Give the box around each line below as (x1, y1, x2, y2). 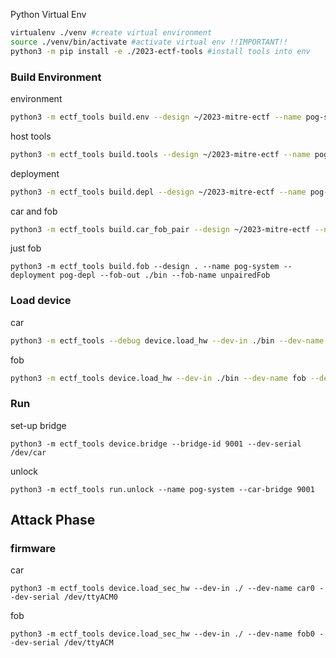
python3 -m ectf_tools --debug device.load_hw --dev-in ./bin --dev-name (10, 335, 325, 346)
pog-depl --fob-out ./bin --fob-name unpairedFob (59, 270, 271, 281)
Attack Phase (10, 512, 96, 529)
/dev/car (10, 447, 47, 458)
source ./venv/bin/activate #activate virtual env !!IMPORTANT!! (10, 37, 288, 47)
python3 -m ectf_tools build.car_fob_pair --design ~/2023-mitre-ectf (10, 224, 311, 234)
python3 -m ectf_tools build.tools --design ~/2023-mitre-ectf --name (10, 149, 311, 159)
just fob (10, 242, 42, 254)
